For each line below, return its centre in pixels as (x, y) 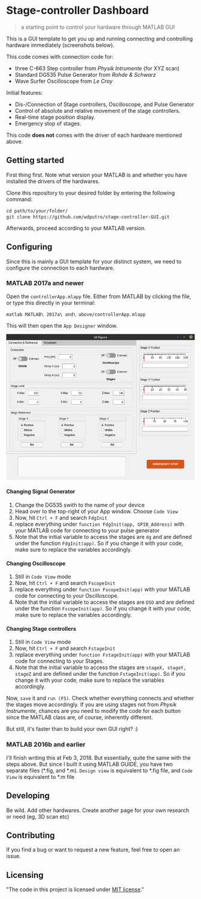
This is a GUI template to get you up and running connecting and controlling (100, 38)
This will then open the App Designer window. (62, 325)
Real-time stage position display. (55, 117)
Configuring (29, 247)
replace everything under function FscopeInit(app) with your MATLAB (102, 589)
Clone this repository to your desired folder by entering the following (91, 193)
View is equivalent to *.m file (40, 777)
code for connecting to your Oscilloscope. (67, 596)
